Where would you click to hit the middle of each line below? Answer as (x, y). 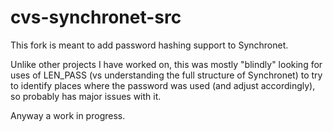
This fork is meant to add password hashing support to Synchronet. (149, 45)
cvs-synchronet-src (96, 17)
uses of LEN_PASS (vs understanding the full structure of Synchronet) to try (166, 75)
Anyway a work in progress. (68, 115)
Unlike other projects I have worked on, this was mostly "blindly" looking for (166, 64)
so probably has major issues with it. (86, 96)
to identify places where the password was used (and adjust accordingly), (163, 85)
